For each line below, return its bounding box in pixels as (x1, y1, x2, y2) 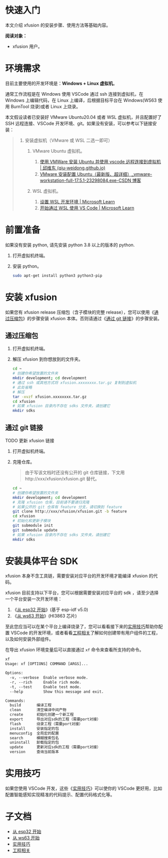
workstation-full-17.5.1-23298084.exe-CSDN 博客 (39, 177, 141, 183)
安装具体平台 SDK (5, 555, 78, 566)
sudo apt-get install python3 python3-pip (12, 273, 102, 278)
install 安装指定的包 (9, 726, 59, 731)
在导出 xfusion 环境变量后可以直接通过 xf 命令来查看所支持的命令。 (5, 647, 144, 653)
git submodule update (12, 527, 57, 532)
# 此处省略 (12, 385, 32, 390)
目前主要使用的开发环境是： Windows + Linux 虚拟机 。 (5, 80, 117, 86)
